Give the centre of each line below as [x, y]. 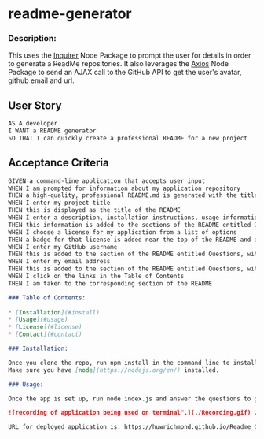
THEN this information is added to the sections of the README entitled [130, 225]
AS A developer [33, 124]
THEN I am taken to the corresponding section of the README [110, 283]
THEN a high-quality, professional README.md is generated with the [123, 195]
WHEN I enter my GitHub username [63, 247]
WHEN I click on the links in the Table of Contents [96, 277]
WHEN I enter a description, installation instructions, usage [114, 218]
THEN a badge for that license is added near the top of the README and [130, 240]
